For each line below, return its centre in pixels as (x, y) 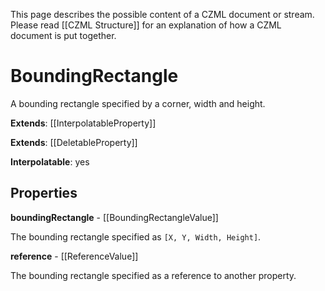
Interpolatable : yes (50, 161)
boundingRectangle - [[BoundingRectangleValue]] (114, 217)
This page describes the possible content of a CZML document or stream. (162, 14)
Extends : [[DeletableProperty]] (74, 142)
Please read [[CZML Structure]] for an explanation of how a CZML (146, 25)
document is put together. (63, 35)
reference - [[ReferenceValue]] (74, 256)
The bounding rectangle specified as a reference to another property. (153, 275)
